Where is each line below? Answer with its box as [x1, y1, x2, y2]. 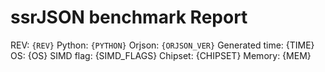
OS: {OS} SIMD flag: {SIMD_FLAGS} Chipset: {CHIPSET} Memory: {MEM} [10, 49, 312, 61]
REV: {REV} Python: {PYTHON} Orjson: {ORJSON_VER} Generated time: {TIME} [10, 39, 315, 51]
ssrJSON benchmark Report [10, 6, 248, 29]
